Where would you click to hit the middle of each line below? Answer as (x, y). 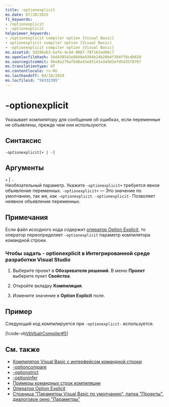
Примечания (27, 217)
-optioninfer (25, 378)
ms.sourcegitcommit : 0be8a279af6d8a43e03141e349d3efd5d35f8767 (73, 62)
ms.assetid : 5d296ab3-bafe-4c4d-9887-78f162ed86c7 (60, 52)
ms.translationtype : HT (30, 66)
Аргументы (25, 168)
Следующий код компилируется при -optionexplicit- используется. (79, 324)
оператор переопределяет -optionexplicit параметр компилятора (78, 235)
